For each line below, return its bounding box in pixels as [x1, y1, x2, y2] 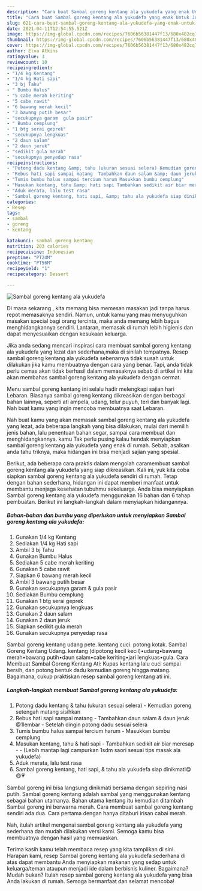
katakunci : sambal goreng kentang [7, 237, 94, 243]
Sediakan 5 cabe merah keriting [15, 559, 95, 566]
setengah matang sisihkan [15, 708, 80, 715]
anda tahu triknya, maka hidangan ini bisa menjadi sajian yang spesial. [7, 448, 180, 455]
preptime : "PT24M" [7, 254, 53, 260]
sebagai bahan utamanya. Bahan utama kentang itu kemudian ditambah [7, 797, 183, 804]
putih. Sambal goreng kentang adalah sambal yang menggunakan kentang [7, 790, 191, 797]
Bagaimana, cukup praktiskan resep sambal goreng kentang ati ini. [7, 673, 171, 680]
